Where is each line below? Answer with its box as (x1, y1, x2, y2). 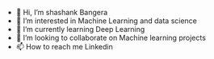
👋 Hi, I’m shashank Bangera (15, 8, 108, 17)
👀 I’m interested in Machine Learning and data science (15, 16, 198, 26)
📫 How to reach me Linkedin (15, 42, 113, 51)
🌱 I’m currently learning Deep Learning (15, 25, 145, 33)
